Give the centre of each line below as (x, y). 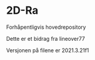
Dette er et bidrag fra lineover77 (46, 38)
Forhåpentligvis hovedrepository (46, 27)
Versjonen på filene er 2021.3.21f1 (48, 50)
